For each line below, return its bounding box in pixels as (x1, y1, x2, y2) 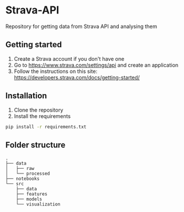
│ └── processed (5, 171, 50, 177)
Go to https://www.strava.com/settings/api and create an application (13, 61, 179, 68)
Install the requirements (13, 112, 71, 120)
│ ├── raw (5, 166, 34, 172)
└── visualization (16, 201, 61, 207)
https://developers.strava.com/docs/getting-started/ (13, 74, 140, 81)
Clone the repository (13, 106, 63, 113)
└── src (5, 181, 24, 187)
